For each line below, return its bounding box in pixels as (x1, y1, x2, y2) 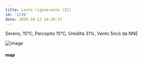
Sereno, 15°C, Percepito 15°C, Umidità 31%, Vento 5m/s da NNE (5, 31, 138, 37)
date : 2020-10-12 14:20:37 (5, 17, 62, 22)
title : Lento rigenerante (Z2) (5, 7, 71, 13)
